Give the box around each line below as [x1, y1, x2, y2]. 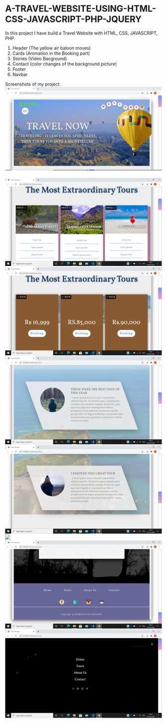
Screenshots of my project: [5, 81, 61, 87]
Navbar [12, 71, 28, 77]
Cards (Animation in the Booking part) [12, 50, 90, 56]
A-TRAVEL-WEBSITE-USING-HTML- [5, 3, 157, 14]
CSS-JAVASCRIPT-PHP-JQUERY [5, 13, 142, 25]
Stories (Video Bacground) [12, 55, 67, 61]
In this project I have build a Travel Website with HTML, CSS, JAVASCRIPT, [5, 30, 158, 36]
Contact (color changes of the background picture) [12, 61, 117, 67]
